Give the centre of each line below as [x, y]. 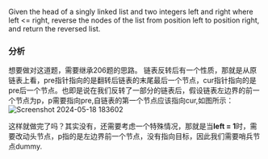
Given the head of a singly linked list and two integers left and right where [131, 12]
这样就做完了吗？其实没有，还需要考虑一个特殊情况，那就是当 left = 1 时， [129, 126]
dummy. [29, 146]
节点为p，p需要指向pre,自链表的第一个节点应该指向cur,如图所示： [124, 101]
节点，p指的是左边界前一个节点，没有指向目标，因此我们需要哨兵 [144, 136]
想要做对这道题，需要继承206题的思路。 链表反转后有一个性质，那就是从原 [132, 70]
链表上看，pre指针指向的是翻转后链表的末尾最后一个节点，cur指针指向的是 [132, 81]
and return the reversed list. [54, 29]
